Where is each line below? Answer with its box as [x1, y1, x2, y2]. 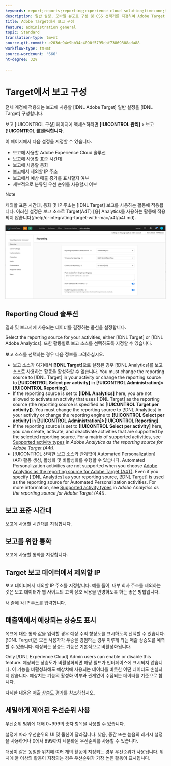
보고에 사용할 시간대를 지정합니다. [5, 521, 72, 527]
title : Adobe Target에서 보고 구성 [5, 19, 74, 24]
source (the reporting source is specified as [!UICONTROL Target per [12, 401, 159, 408]
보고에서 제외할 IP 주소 [12, 168, 58, 175]
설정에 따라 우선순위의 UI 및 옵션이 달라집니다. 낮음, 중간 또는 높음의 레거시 [5, 731, 154, 737]
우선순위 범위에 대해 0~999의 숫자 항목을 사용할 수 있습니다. [5, 720, 125, 727]
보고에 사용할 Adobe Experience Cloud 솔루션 [12, 150, 106, 156]
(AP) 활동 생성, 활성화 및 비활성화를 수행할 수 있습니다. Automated [12, 457, 145, 463]
